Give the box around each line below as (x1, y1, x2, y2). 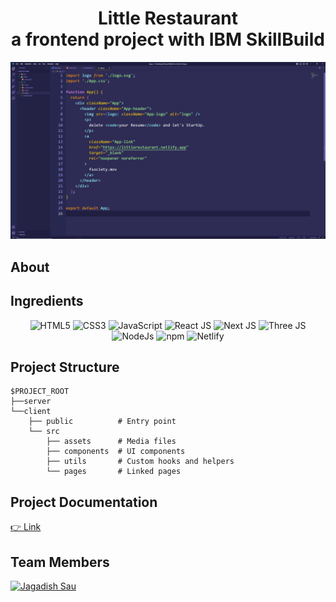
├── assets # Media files (46, 437, 177, 447)
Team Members (10, 553, 110, 571)
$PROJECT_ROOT (10, 387, 70, 397)
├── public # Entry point (28, 417, 177, 427)
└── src (28, 427, 60, 437)
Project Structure (10, 359, 120, 376)
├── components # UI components (46, 447, 186, 457)
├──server (10, 397, 52, 407)
